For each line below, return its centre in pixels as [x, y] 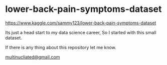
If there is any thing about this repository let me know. [61, 47]
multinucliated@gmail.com [33, 57]
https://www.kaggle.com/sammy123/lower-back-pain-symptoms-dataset [81, 23]
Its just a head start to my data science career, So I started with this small [81, 32]
